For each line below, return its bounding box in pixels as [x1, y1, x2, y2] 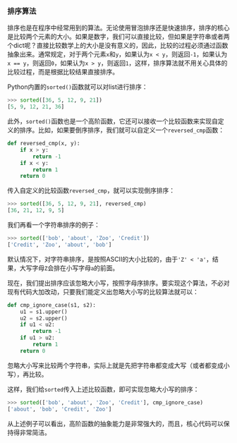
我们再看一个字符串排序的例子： [7, 221, 100, 229]
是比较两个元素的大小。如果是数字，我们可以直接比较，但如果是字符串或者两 [7, 32, 230, 41]
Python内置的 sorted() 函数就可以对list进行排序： [7, 83, 148, 91]
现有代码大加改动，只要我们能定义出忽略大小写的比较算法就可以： [7, 287, 199, 296]
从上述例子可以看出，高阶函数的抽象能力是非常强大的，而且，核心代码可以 [7, 419, 224, 427]
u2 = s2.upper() [20, 315, 68, 322]
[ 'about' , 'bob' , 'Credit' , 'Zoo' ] [7, 406, 112, 413]
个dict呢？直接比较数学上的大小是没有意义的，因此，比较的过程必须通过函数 [7, 41, 229, 50]
